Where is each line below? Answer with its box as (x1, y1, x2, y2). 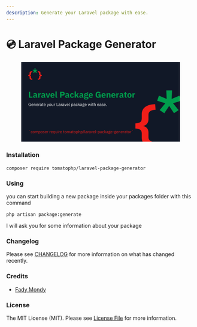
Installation (6, 151, 40, 159)
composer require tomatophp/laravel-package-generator (6, 165, 146, 171)
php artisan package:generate (6, 212, 82, 218)
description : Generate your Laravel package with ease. (6, 10, 148, 16)
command (6, 199, 31, 207)
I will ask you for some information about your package (6, 222, 142, 230)
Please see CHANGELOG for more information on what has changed (6, 251, 175, 258)
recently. (6, 257, 28, 264)
